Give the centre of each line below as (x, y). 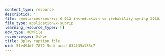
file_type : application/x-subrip (39, 23)
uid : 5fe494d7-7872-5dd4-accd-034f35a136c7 (50, 46)
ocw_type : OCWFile (24, 32)
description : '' (22, 14)
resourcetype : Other (26, 37)
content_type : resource (29, 9)
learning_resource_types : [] (35, 28)
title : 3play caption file (33, 41)
